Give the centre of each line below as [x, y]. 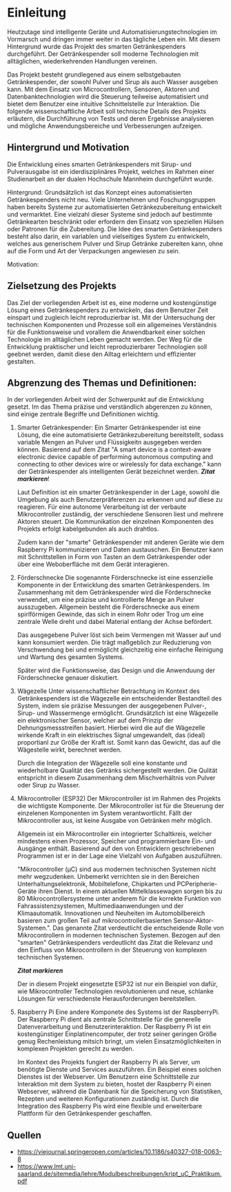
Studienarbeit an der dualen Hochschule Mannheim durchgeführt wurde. [110, 179]
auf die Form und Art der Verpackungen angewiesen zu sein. [94, 251]
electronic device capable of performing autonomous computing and [115, 457]
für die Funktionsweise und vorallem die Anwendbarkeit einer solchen [106, 332]
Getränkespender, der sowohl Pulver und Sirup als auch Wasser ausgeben [113, 81]
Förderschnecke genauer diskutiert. [68, 678]
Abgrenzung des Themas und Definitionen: [102, 383]
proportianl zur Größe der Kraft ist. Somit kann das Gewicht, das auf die [119, 743]
